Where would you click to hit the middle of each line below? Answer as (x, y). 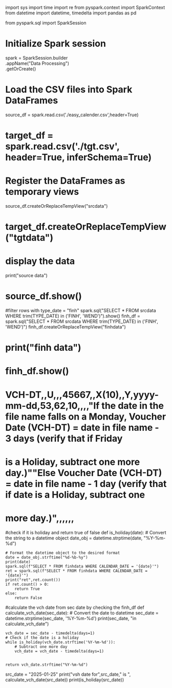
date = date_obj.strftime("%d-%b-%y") (47, 557)
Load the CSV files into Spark (69, 90)
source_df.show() (44, 296)
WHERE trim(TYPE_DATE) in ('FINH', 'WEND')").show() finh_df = (73, 316)
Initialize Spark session (56, 44)
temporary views (42, 192)
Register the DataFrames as (65, 181)
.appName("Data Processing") (37, 63)
